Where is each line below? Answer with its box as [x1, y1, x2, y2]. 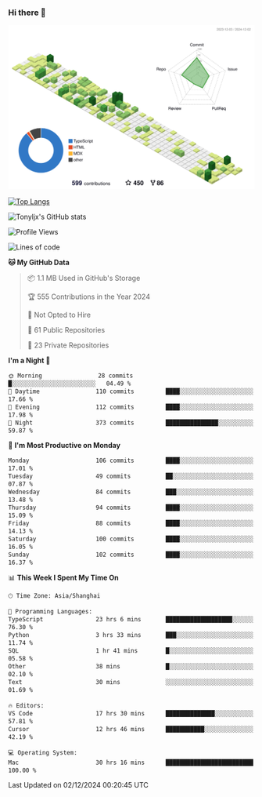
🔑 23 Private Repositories [27, 340, 109, 350]
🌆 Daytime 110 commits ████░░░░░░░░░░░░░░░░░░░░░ [8, 388, 254, 395]
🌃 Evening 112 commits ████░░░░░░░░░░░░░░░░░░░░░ [8, 403, 254, 411]
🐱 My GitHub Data [8, 258, 70, 267]
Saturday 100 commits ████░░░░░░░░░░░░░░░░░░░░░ [8, 535, 254, 544]
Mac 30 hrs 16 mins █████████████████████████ [8, 759, 254, 767]
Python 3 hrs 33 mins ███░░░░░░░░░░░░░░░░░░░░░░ [8, 631, 254, 639]
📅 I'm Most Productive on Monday [8, 441, 121, 450]
